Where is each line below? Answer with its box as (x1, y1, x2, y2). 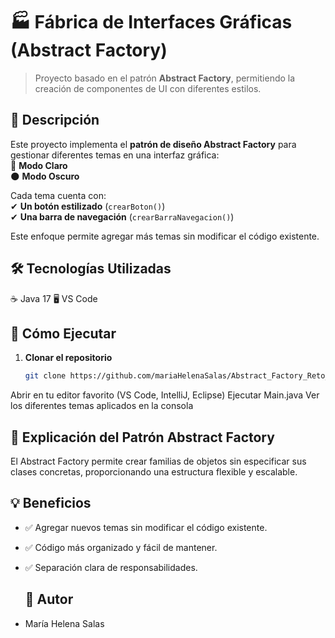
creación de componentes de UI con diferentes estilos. (34, 82, 262, 94)
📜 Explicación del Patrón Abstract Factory (10, 429, 275, 446)
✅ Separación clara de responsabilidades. (24, 561, 198, 573)
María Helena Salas (24, 617, 105, 629)
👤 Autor (24, 591, 74, 608)
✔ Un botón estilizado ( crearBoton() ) (10, 200, 166, 212)
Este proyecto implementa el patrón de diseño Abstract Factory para (10, 138, 297, 150)
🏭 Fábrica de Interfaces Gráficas (10, 11, 293, 34)
